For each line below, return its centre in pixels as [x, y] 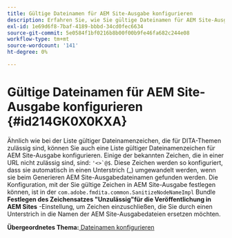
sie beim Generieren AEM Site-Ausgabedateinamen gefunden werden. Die [113, 177]
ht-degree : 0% [28, 52]
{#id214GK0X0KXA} [67, 122]
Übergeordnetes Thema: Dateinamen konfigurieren [81, 227]
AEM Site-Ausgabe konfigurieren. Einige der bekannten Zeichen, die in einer [116, 155]
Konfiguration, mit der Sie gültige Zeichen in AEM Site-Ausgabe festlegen [112, 184]
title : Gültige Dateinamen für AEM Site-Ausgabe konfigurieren [100, 13]
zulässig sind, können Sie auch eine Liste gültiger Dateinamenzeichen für [111, 148]
